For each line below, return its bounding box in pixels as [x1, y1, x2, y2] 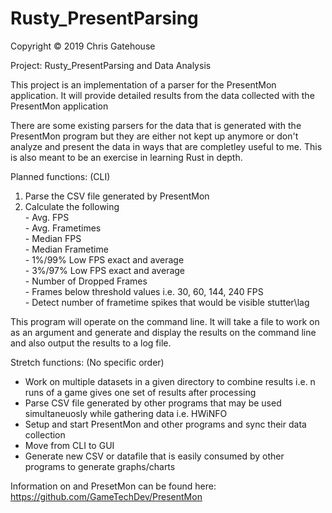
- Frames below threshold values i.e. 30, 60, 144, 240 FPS [24, 285, 264, 297]
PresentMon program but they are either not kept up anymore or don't [10, 130, 299, 142]
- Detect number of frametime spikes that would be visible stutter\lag [24, 296, 310, 308]
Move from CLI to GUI [24, 439, 115, 451]
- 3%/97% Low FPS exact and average [24, 264, 186, 276]
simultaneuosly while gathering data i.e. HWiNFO [24, 407, 228, 419]
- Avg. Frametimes [24, 222, 102, 234]
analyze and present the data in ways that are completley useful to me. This [10, 140, 323, 152]
